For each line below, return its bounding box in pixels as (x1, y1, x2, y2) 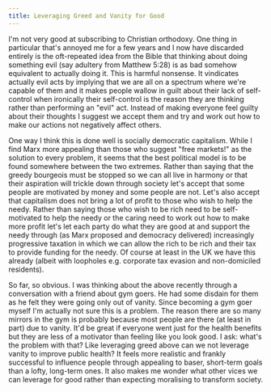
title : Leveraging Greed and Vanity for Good (8, 11, 164, 20)
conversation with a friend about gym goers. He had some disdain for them (8, 289, 259, 298)
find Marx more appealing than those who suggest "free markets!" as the (8, 144, 252, 154)
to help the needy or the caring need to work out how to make (43, 213, 250, 222)
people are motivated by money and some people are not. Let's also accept (8, 187, 260, 196)
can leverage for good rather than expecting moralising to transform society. (8, 374, 264, 384)
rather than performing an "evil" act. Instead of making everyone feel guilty (8, 103, 259, 112)
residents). (8, 264, 44, 274)
